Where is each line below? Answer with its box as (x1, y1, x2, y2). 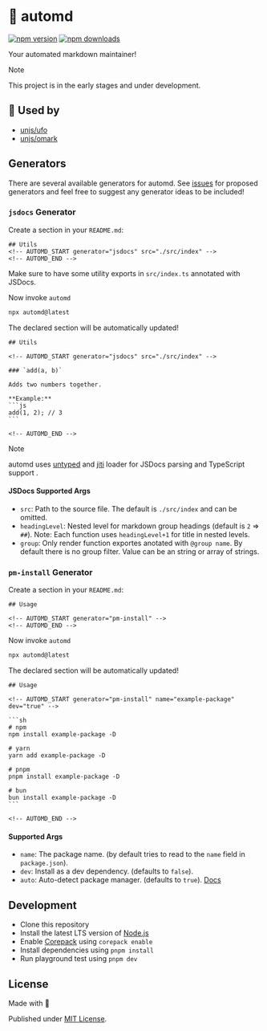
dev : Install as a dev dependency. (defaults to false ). (19, 866, 194, 876)
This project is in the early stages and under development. (8, 80, 201, 90)
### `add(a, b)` (8, 366, 63, 374)
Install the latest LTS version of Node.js (19, 928, 150, 938)
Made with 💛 (8, 998, 51, 1008)
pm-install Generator (8, 566, 94, 577)
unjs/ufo (19, 124, 48, 135)
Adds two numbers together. (8, 381, 103, 389)
